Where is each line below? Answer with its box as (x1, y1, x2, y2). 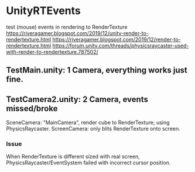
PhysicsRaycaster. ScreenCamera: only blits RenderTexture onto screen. (6, 125, 180, 132)
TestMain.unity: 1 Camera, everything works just (6, 66, 187, 75)
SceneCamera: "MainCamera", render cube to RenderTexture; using (6, 119, 170, 126)
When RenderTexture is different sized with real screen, (6, 153, 141, 160)
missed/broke (6, 104, 58, 113)
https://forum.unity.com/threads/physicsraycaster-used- (52, 42, 189, 49)
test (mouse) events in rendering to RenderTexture (6, 23, 128, 30)
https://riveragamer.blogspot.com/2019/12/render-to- (52, 36, 182, 43)
